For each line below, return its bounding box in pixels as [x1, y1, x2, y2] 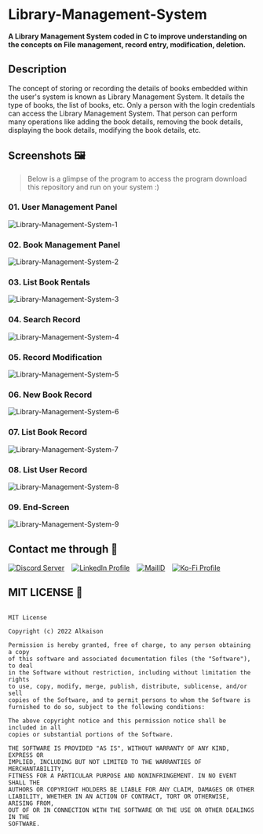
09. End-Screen [8, 502, 70, 513]
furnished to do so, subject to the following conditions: [8, 703, 206, 711]
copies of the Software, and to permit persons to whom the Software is [8, 696, 251, 704]
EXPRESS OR [8, 751, 44, 759]
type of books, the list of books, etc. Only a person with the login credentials [8, 100, 255, 109]
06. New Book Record [8, 389, 93, 400]
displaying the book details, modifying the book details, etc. [8, 125, 202, 134]
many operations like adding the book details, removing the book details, [8, 116, 243, 127]
